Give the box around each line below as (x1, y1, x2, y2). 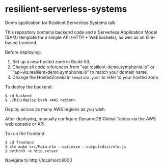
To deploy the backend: (5, 84, 53, 89)
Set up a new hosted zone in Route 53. (12, 58, 91, 64)
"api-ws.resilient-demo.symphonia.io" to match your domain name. (12, 69, 148, 75)
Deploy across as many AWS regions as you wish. (5, 106, 107, 112)
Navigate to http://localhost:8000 (5, 157, 73, 163)
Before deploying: (5, 49, 41, 55)
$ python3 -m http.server (5, 148, 58, 153)
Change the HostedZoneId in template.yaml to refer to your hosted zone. (12, 74, 160, 80)
